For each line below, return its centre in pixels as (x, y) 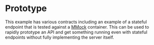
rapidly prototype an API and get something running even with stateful (76, 32)
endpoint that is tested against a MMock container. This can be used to (77, 27)
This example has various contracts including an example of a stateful (76, 22)
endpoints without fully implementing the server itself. (60, 37)
